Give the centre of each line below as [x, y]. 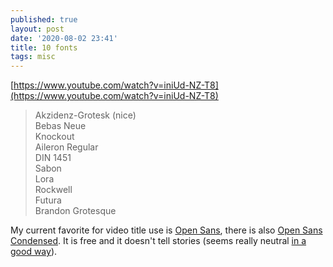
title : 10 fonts [44, 47]
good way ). [34, 252]
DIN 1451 [53, 158]
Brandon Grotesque [75, 211]
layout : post [37, 29]
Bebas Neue [60, 126]
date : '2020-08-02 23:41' [64, 38]
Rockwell [53, 190]
